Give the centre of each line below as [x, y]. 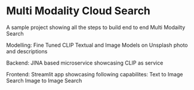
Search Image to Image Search [44, 81]
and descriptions [27, 51]
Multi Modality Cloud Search [78, 11]
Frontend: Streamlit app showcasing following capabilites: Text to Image [95, 74]
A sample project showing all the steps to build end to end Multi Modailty [96, 27]
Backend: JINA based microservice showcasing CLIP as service [85, 63]
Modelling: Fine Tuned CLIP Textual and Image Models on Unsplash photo [97, 45]
